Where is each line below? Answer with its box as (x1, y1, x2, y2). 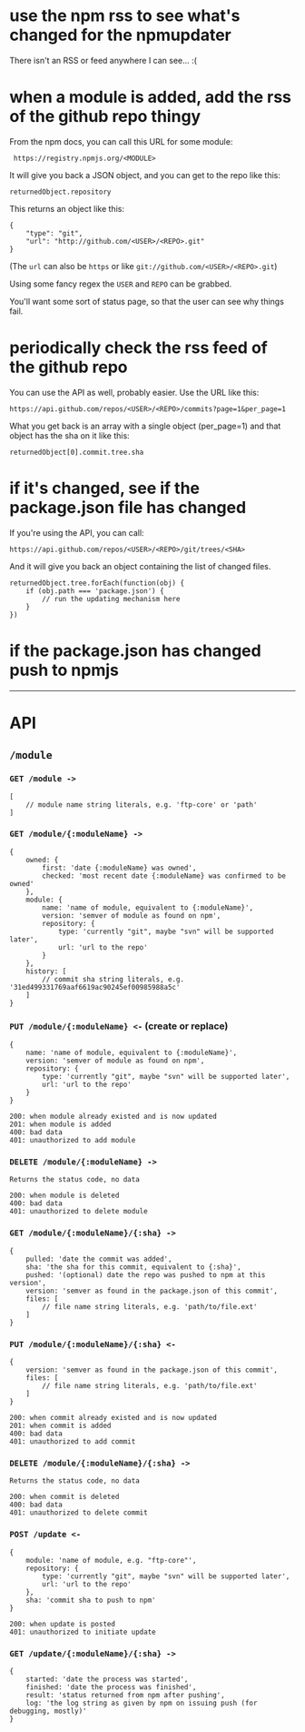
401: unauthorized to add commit (9, 1437, 136, 1446)
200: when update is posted (9, 1619, 116, 1628)
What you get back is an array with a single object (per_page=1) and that (9, 420, 281, 431)
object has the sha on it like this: (9, 429, 130, 441)
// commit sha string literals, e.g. (42, 974, 184, 983)
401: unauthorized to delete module (9, 1207, 148, 1216)
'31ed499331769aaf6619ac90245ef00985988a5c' (9, 982, 181, 992)
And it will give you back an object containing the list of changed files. (9, 560, 271, 571)
